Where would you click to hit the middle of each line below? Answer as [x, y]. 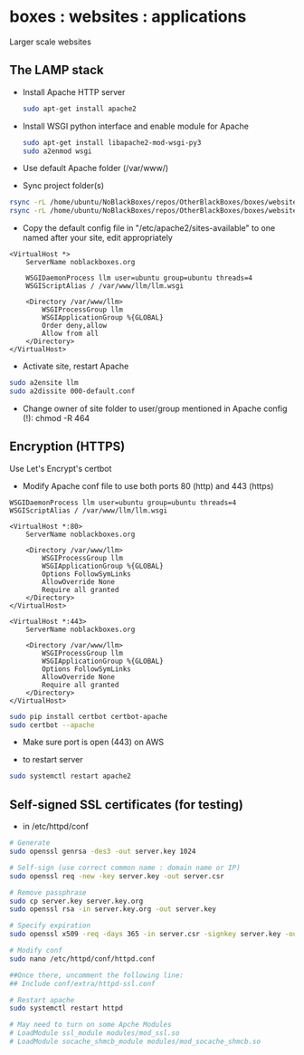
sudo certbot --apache [52, 725]
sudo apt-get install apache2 [80, 109]
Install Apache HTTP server [74, 91]
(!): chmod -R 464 [56, 417]
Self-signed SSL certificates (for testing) [127, 805]
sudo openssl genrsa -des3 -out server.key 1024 [103, 851]
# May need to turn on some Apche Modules [90, 1025]
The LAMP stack [57, 70]
